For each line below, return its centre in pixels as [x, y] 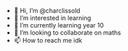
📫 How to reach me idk [48, 40]
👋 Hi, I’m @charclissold [47, 11]
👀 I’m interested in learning [52, 18]
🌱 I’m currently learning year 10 [59, 25]
